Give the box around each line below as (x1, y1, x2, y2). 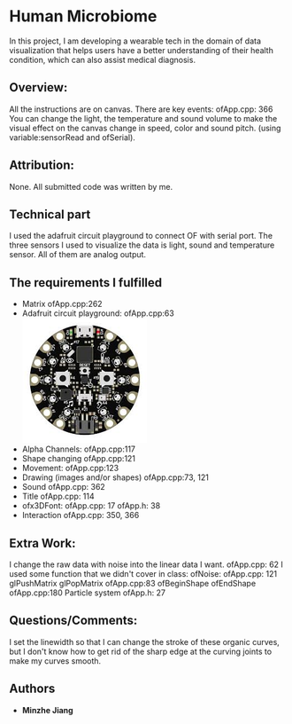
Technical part (9, 207, 91, 222)
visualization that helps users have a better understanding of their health (9, 44, 274, 55)
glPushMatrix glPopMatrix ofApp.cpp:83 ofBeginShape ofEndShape (9, 578, 257, 588)
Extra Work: (9, 535, 77, 551)
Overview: (9, 80, 68, 95)
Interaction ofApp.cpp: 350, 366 (21, 510, 140, 521)
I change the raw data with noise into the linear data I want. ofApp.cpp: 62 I (9, 559, 283, 570)
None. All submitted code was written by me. (9, 181, 173, 192)
